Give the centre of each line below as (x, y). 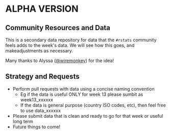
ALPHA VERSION (42, 9)
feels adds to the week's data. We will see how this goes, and (70, 45)
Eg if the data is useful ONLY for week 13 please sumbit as (82, 94)
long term (23, 121)
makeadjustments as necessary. (39, 51)
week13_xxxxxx (37, 99)
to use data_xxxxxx (41, 111)
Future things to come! (36, 127)
